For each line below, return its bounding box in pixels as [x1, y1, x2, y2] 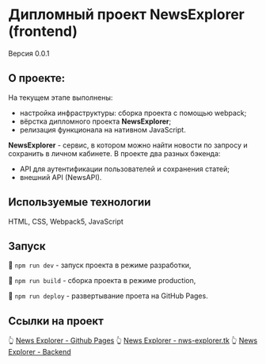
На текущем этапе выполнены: [8, 93, 113, 102]
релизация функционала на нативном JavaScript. [19, 125, 186, 134]
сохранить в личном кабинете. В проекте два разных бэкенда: [8, 148, 221, 158]
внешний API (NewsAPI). [19, 172, 102, 182]
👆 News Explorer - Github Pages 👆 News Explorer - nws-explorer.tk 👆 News [8, 335, 258, 346]
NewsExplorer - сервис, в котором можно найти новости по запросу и [8, 140, 248, 150]
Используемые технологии [8, 196, 151, 209]
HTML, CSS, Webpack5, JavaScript [8, 216, 124, 226]
